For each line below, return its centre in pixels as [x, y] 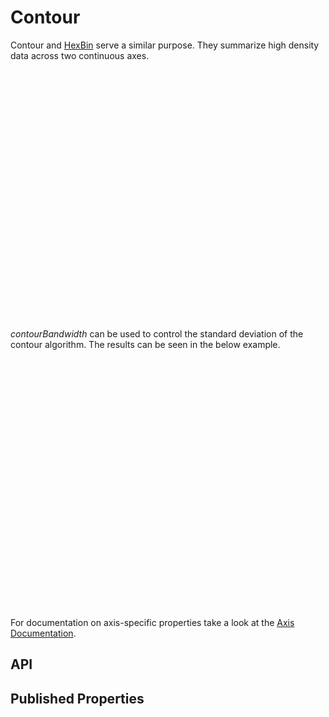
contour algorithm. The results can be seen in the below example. [145, 344]
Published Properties [77, 698]
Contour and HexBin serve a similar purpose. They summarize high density [165, 45]
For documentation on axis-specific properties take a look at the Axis [152, 622]
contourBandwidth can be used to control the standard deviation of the [157, 333]
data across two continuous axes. [80, 55]
